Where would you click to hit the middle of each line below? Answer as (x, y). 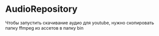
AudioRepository (42, 9)
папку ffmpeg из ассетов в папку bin (45, 28)
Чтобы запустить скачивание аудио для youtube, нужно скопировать (80, 23)
